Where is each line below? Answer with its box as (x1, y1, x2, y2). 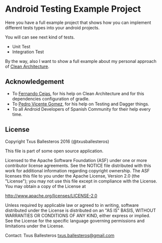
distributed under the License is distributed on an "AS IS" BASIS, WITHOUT (5, 207, 156, 213)
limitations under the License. (5, 223, 64, 229)
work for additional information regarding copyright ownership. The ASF (5, 167, 150, 174)
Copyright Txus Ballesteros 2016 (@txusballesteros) (5, 138, 109, 144)
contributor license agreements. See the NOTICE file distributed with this (5, 162, 151, 168)
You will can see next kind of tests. (5, 34, 75, 40)
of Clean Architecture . (5, 63, 50, 69)
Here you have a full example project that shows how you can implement (5, 20, 151, 25)
